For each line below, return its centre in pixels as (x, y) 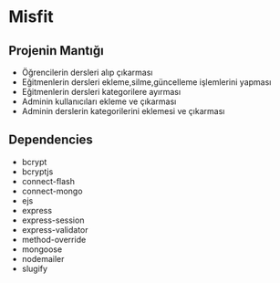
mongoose (42, 249)
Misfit (31, 17)
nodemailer (43, 258)
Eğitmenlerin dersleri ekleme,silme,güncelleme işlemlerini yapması (146, 82)
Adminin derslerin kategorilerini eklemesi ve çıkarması (123, 111)
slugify (34, 268)
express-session (53, 220)
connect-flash (48, 181)
